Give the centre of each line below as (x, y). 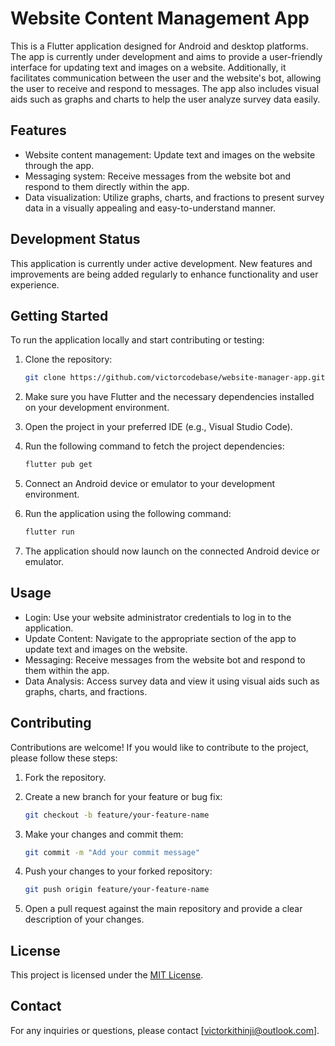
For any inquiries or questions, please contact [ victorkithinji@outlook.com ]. (165, 1030)
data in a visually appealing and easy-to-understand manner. (150, 208)
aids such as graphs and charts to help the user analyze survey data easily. (165, 99)
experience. (35, 284)
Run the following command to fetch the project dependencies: (154, 446)
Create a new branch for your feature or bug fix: (123, 796)
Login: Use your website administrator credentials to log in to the (158, 617)
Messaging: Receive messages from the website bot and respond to (165, 659)
